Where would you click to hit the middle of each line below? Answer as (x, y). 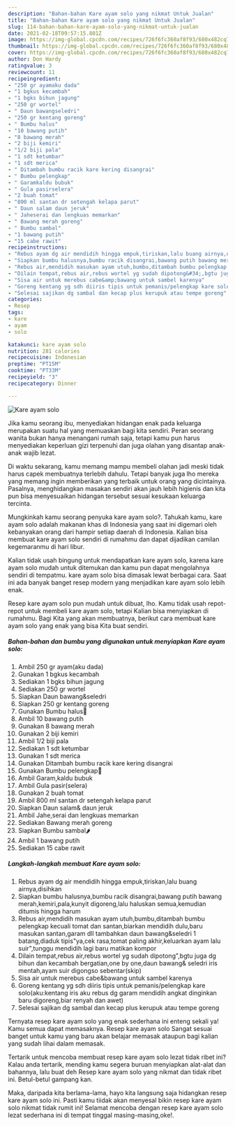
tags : (16, 313)
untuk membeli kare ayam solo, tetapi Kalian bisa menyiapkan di (116, 610)
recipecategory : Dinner (43, 383)
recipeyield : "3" (33, 377)
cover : (17, 53)
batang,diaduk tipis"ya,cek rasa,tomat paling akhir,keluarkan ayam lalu (119, 941)
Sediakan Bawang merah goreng (65, 822)
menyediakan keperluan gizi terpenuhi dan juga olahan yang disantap (108, 445)
